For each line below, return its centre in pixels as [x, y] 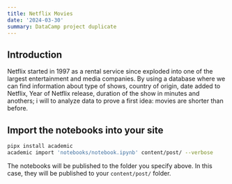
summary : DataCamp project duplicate [62, 26]
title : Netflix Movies [40, 14]
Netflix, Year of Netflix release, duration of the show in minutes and [103, 94]
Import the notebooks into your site [85, 130]
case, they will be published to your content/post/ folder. [89, 173]
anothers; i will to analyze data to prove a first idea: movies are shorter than [116, 101]
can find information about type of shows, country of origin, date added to [114, 86]
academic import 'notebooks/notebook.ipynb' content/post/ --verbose [110, 152]
